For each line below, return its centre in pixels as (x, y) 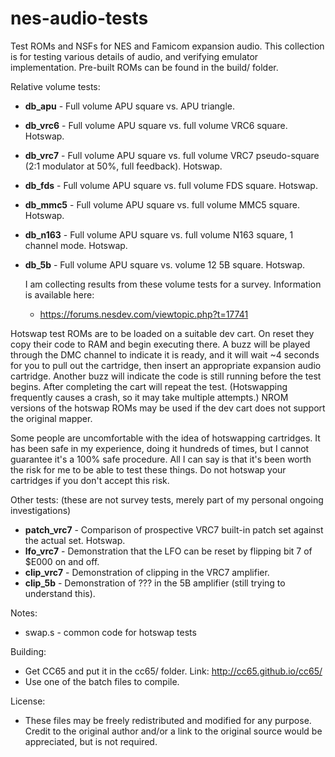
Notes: (24, 613)
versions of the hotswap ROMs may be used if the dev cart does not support (168, 408)
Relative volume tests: (55, 86)
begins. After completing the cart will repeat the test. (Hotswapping (149, 386)
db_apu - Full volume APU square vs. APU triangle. (129, 106)
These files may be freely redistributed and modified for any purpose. (168, 720)
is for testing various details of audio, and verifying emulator (134, 56)
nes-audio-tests (79, 18)
